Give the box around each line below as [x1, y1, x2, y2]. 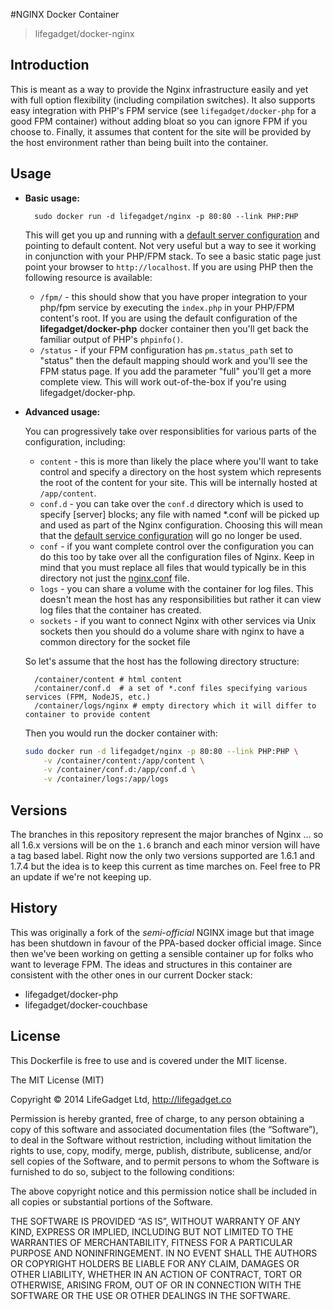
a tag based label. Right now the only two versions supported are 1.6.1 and [10, 849, 315, 861]
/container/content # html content [34, 674, 183, 684]
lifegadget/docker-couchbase [24, 999, 148, 1011]
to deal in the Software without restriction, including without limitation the [10, 1134, 312, 1146]
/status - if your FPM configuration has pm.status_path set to [39, 344, 294, 356]
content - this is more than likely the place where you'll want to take [39, 455, 319, 467]
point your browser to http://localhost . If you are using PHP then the [24, 260, 314, 273]
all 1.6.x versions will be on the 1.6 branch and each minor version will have [10, 839, 321, 851]
